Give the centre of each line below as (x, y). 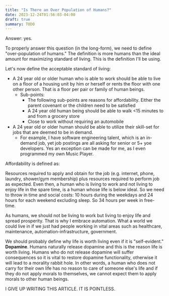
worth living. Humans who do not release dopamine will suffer (70, 252)
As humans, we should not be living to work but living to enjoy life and (78, 216)
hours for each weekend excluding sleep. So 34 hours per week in (74, 200)
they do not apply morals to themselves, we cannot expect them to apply (81, 274)
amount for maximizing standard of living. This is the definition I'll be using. (83, 59)
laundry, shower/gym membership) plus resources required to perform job (82, 179)
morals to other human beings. (37, 279)
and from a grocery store (53, 116)
